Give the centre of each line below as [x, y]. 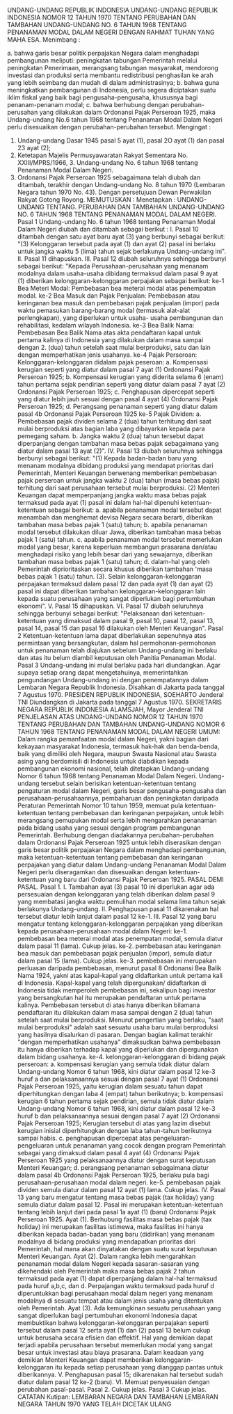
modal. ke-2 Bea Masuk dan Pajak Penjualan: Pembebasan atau [109, 296]
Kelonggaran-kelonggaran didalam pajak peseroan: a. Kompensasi [113, 362]
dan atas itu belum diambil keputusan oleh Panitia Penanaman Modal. [116, 658]
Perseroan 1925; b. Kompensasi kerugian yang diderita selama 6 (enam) [120, 377]
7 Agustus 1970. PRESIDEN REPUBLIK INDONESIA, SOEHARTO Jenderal [120, 694]
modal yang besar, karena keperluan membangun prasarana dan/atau [117, 547]
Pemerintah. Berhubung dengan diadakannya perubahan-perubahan [115, 835]
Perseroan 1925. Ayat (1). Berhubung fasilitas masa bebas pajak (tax [114, 1219]
